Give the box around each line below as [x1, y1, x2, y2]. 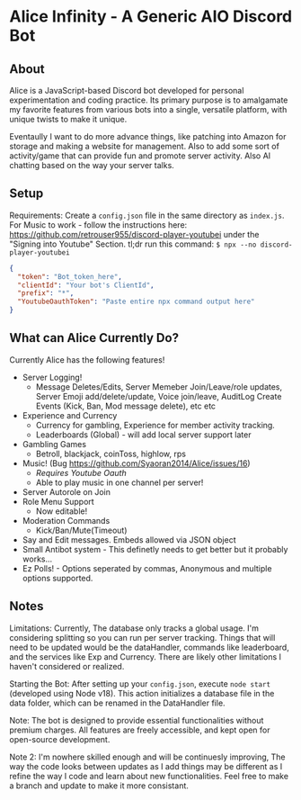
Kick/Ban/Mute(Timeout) [35, 525, 128, 535]
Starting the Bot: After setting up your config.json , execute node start [9, 678, 271, 689]
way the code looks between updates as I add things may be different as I [9, 760, 283, 771]
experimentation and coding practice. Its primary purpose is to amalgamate [9, 94, 288, 105]
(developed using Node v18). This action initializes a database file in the [9, 688, 275, 698]
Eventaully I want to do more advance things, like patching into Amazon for [9, 131, 287, 141]
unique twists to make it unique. [9, 114, 128, 124]
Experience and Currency [22, 409, 118, 420]
